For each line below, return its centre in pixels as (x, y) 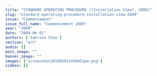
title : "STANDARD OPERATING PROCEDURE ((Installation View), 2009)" (79, 10)
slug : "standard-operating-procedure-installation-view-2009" (72, 14)
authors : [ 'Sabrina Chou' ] (34, 38)
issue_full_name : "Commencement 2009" (46, 24)
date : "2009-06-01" (26, 33)
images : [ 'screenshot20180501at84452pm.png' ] (54, 61)
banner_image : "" (23, 56)
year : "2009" (19, 28)
